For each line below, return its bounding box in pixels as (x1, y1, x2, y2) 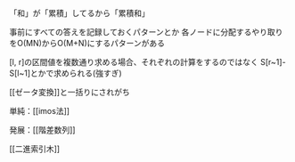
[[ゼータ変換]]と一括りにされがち (9, 87, 131, 97)
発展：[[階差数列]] (9, 125, 76, 135)
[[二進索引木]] (9, 143, 61, 154)
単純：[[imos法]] (9, 106, 70, 116)
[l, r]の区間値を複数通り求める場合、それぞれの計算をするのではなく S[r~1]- (9, 57, 287, 67)
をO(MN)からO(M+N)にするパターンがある (9, 38, 165, 48)
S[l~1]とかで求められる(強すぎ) (9, 68, 122, 78)
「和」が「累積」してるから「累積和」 (9, 8, 150, 18)
